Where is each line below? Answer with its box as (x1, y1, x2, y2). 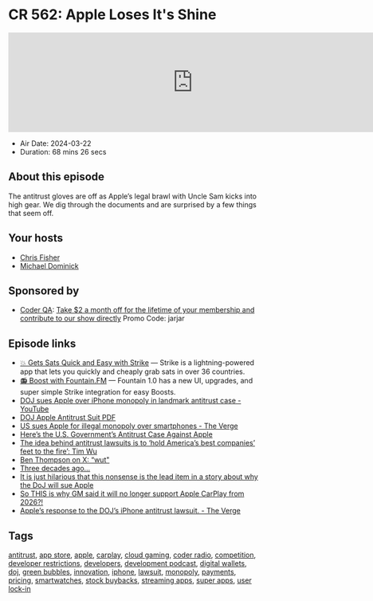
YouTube (19, 404, 49, 414)
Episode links (8, 336, 77, 350)
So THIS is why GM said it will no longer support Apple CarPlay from (19, 489, 245, 499)
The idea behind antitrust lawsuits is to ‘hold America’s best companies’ (19, 438, 256, 448)
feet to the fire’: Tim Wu (19, 446, 98, 456)
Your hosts (8, 231, 64, 245)
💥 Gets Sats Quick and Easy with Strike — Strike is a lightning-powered (19, 358, 255, 367)
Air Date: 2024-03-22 (19, 138, 92, 148)
